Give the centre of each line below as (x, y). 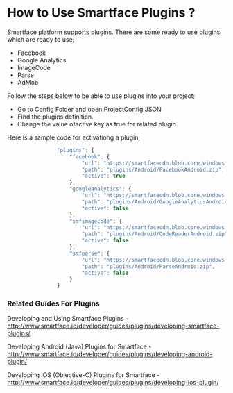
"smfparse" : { (89, 253)
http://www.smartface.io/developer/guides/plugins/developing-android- (110, 354)
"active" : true (104, 176)
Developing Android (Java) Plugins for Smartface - (79, 347)
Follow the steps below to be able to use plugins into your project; (101, 96)
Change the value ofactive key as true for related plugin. (97, 124)
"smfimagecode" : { (96, 221)
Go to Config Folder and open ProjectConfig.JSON (89, 109)
